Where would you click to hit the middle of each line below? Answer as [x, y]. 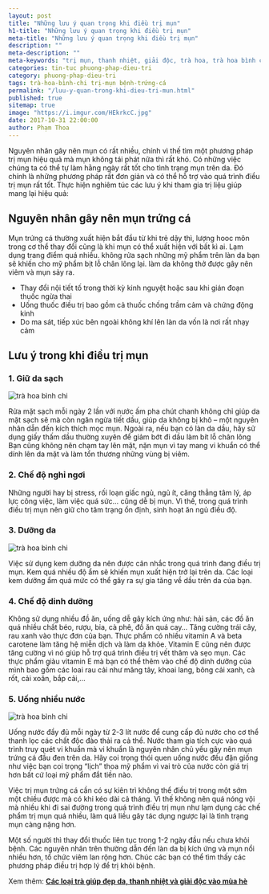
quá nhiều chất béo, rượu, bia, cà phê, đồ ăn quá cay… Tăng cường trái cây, [132, 627]
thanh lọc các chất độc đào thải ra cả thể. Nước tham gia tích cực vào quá [130, 741]
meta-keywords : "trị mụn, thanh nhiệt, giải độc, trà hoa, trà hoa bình [132, 61]
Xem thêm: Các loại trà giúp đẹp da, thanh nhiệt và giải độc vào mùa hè [128, 881]
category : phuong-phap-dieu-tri [62, 76]
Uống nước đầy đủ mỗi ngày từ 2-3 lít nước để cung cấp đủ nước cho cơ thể [133, 733]
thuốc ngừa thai [46, 296]
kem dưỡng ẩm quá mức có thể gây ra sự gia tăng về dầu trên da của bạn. [130, 580]
